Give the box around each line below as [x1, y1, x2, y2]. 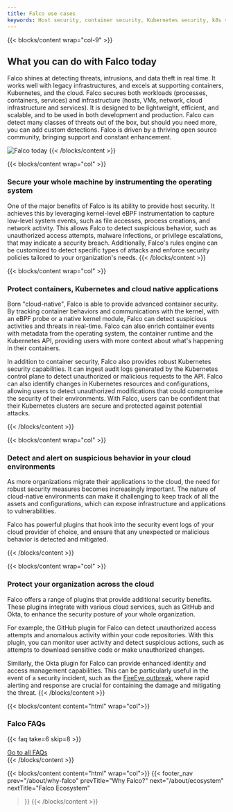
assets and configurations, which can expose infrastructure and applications [7, 500, 226, 508]
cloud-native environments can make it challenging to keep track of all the [7, 492, 219, 501]
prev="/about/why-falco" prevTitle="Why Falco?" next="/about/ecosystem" [7, 776, 224, 784]
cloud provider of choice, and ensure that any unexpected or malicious [7, 528, 209, 536]
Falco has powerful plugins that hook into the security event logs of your [7, 521, 214, 529]
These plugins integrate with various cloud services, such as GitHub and [7, 603, 215, 611]
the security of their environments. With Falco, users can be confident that [7, 394, 220, 402]
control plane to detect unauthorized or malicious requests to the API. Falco [7, 372, 223, 380]
